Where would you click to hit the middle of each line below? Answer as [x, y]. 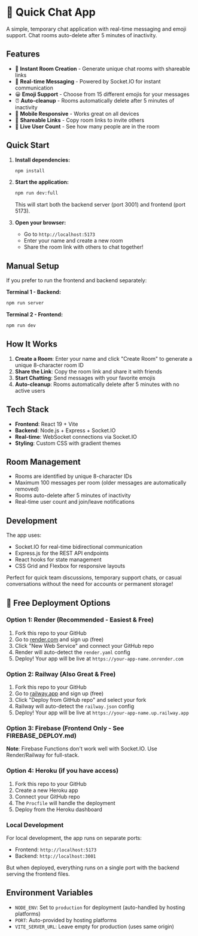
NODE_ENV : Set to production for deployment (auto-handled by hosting [100, 907]
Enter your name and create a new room [73, 241]
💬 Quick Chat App [51, 12]
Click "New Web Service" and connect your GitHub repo [84, 645]
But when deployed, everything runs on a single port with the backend [93, 868]
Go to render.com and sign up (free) [59, 639]
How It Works [32, 344]
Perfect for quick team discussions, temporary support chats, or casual [94, 578]
